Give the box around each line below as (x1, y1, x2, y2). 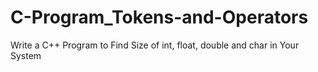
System (10, 49, 42, 61)
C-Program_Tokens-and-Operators (10, 6, 309, 29)
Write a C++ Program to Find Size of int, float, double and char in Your (10, 39, 300, 51)
